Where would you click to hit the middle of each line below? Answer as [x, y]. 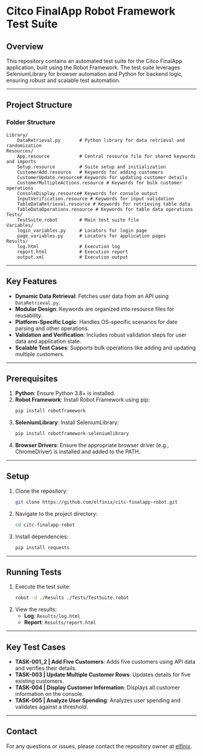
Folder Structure [31, 123]
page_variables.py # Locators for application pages [92, 236]
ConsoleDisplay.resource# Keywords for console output [88, 193]
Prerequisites [32, 378]
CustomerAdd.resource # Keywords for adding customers [90, 172]
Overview [25, 46]
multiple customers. [40, 354]
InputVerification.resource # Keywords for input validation [95, 198]
